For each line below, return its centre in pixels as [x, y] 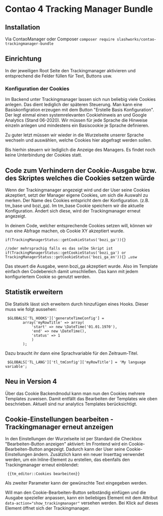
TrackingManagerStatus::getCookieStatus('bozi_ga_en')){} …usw [71, 257]
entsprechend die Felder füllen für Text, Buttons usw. [59, 76]
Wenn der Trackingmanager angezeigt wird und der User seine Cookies [78, 190]
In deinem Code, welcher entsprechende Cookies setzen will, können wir [79, 225]
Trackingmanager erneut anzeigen [59, 427]
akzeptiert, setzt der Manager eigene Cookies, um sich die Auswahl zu [77, 195]
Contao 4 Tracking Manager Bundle [79, 9]
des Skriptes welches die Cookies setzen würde [80, 178]
